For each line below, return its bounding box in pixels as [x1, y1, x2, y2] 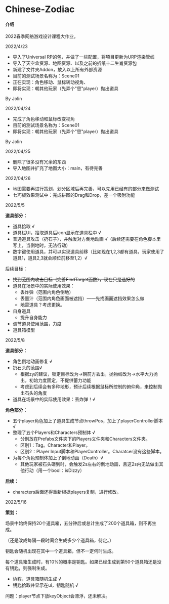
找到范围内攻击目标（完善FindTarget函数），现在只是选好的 [12, 277, 135, 283]
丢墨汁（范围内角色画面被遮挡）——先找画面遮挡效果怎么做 [20, 295, 145, 301]
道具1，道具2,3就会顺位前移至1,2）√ [12, 255, 88, 261]
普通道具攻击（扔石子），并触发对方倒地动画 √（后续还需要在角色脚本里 [12, 236, 161, 242]
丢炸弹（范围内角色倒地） [20, 289, 74, 295]
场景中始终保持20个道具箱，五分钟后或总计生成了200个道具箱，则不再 [5, 520, 152, 527]
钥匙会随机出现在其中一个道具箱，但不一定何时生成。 [5, 548, 116, 554]
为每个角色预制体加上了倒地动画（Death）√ [12, 455, 104, 461]
